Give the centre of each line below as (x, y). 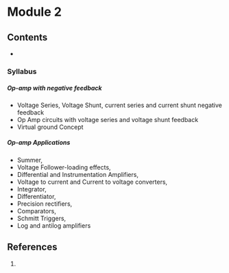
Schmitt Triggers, (41, 218)
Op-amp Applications (39, 143)
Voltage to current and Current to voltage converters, (92, 182)
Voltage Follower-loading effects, (64, 167)
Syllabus (22, 71)
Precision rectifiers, (45, 204)
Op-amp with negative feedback (55, 88)
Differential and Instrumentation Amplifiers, (78, 174)
